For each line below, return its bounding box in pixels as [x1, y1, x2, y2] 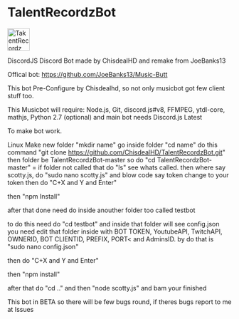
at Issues [7, 305, 34, 313]
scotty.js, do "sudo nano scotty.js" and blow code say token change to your [7, 170, 229, 179]
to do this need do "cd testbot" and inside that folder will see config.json [7, 219, 220, 228]
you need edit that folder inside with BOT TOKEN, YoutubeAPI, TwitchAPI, [7, 227, 223, 236]
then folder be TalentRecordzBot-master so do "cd [7, 155, 156, 164]
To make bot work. [7, 126, 63, 135]
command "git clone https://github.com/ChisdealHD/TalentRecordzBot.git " [7, 147, 226, 157]
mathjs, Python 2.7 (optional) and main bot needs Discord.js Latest [7, 113, 203, 121]
